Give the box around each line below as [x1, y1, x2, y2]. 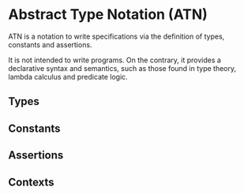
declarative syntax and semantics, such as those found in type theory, [8, 63, 237, 73]
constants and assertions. [8, 39, 92, 49]
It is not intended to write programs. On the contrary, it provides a [8, 55, 221, 65]
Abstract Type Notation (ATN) [8, 6, 208, 24]
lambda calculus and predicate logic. [8, 72, 128, 81]
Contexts [8, 175, 54, 188]
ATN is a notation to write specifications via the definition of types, [8, 32, 225, 41]
